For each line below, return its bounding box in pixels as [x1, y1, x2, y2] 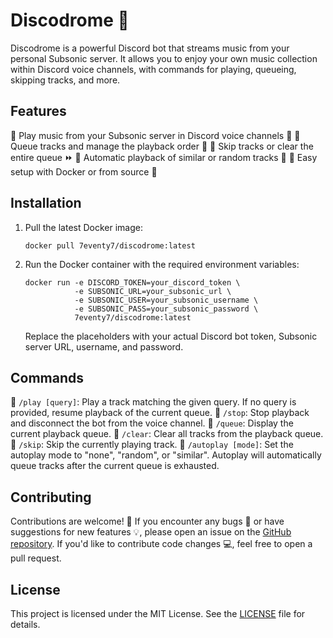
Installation [10, 195, 82, 212]
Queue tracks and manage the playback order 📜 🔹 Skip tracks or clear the [10, 140, 314, 152]
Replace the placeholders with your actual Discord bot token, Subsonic [24, 330, 318, 342]
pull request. [10, 552, 62, 564]
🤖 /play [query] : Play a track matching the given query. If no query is [10, 396, 297, 408]
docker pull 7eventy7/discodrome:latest [24, 240, 196, 251]
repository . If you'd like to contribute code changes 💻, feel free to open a [10, 538, 313, 550]
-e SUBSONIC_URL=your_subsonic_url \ [74, 286, 232, 296]
